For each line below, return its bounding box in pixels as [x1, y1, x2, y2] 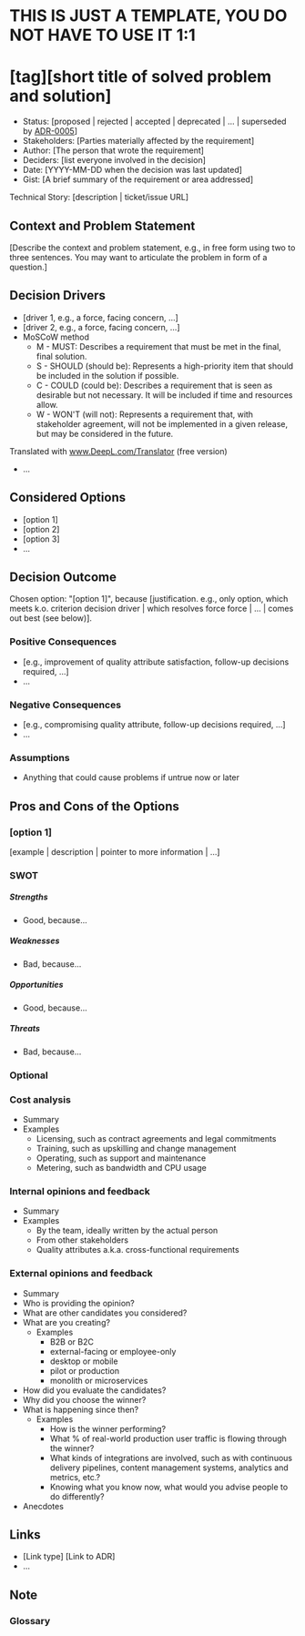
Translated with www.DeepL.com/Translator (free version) [9, 445, 228, 456]
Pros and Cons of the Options [9, 798, 179, 814]
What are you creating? [22, 1316, 111, 1327]
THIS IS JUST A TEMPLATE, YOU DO [9, 5, 288, 26]
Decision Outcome [9, 569, 117, 584]
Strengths [9, 891, 48, 902]
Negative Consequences [9, 698, 121, 711]
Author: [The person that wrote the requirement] [22, 145, 205, 156]
